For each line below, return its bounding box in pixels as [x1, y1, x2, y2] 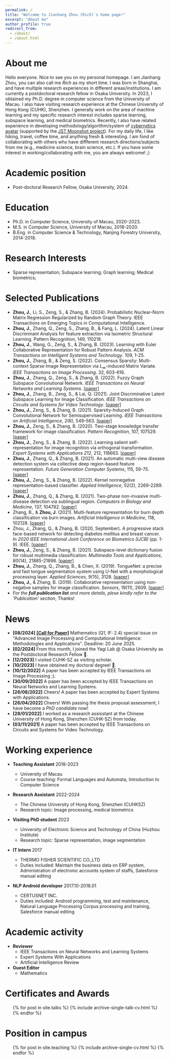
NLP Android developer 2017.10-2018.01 [12, 883, 97, 889]
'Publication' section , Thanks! [12, 596, 75, 602]
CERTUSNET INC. [20, 892, 58, 899]
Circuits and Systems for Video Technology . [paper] [12, 402, 121, 408]
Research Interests [5, 252, 87, 264]
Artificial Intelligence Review [20, 959, 79, 965]
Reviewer [12, 943, 33, 950]
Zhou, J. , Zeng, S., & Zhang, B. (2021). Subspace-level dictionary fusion [12, 547, 163, 553]
